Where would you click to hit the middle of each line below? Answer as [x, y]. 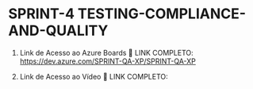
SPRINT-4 [42, 14]
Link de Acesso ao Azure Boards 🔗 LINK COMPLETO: [106, 52]
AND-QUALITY [58, 31]
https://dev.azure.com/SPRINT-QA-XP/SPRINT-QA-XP [108, 61]
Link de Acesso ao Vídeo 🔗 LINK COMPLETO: [94, 76]
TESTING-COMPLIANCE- [162, 14]
